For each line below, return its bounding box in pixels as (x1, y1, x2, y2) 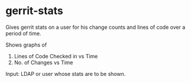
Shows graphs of (5, 41, 47, 48)
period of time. (5, 29, 42, 36)
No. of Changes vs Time (14, 59, 73, 66)
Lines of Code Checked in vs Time (14, 52, 98, 59)
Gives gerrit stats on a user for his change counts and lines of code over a (5, 24, 186, 31)
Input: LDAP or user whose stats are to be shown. (5, 70, 126, 77)
